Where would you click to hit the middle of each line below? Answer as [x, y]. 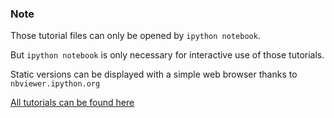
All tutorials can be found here [72, 103]
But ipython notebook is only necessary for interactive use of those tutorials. [167, 55]
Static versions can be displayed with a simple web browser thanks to [154, 74]
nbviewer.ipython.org [55, 84]
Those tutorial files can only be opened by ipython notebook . [135, 36]
